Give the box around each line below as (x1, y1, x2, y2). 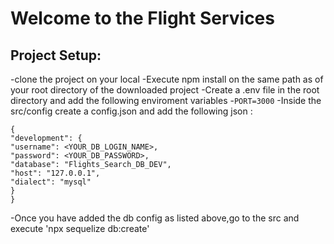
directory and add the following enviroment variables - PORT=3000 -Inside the (10, 95, 322, 106)
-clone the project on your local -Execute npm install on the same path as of (10, 73, 324, 85)
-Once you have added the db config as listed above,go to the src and (10, 212, 300, 224)
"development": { (10, 133, 83, 143)
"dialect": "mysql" (10, 177, 92, 187)
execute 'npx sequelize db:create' (10, 223, 150, 234)
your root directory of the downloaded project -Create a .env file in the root (10, 84, 320, 96)
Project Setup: (10, 47, 102, 64)
